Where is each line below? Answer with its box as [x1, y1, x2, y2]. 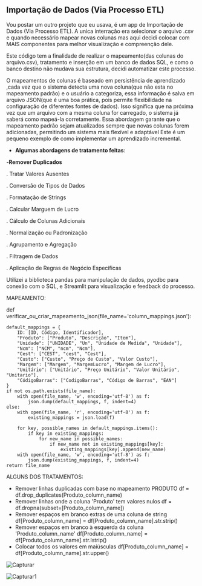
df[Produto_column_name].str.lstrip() [15, 536, 107, 543]
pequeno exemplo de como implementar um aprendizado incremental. [6, 135, 181, 142]
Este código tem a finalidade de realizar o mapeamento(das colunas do [6, 52, 184, 60]
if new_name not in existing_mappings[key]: [49, 441, 164, 447]
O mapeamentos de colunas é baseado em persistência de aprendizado [6, 77, 186, 84]
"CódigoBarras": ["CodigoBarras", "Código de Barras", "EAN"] [17, 377, 177, 383]
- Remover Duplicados [6, 158, 62, 166]
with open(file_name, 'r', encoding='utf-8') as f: [17, 409, 150, 415]
